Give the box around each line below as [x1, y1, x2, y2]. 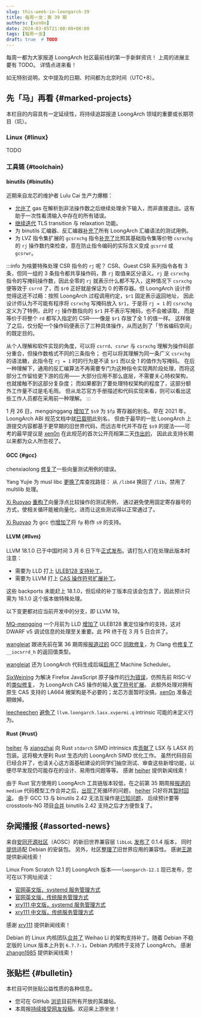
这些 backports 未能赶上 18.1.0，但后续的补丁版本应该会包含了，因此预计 [6, 587, 185, 595]
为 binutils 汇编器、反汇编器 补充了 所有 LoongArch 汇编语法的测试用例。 [14, 227, 192, 234]
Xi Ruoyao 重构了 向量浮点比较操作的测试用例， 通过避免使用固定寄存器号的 [6, 498, 191, 506]
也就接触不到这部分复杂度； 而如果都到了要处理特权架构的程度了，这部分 [6, 380, 186, 387]
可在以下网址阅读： [6, 873, 54, 880]
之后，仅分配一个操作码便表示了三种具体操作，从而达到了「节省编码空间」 [11, 322, 195, 329]
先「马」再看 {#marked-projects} [6, 93, 132, 104]
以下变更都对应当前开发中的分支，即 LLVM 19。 [6, 607, 123, 614]
